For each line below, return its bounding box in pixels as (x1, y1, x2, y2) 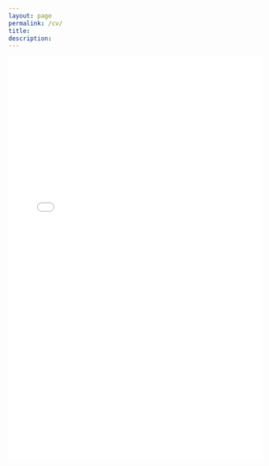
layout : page (8, 11, 52, 20)
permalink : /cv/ (8, 19, 63, 27)
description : (8, 34, 52, 43)
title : (8, 27, 31, 35)
